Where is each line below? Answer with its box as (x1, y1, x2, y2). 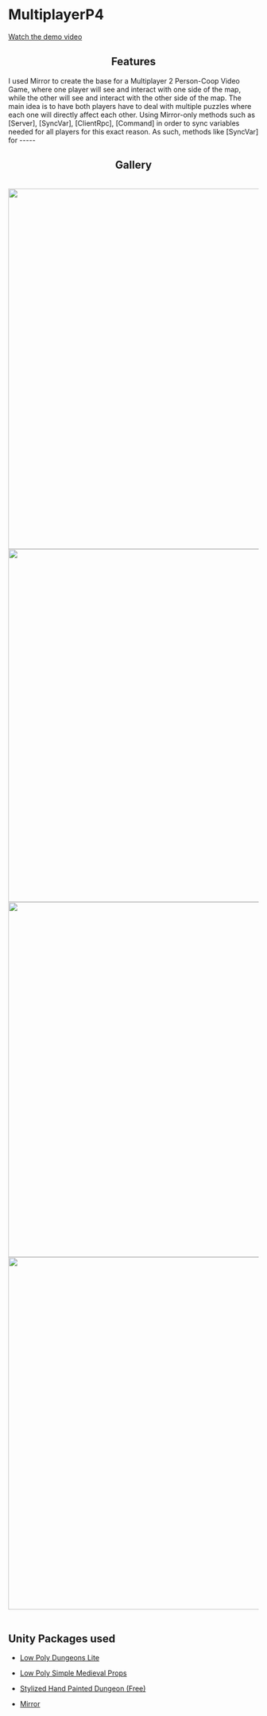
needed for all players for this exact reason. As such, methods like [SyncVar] (8, 126, 259, 136)
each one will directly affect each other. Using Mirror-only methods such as (8, 110, 256, 119)
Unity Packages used (8, 1632, 116, 1645)
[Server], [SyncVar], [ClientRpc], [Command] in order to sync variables (8, 118, 240, 128)
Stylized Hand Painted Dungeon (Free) (19, 1684, 146, 1694)
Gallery (114, 158, 153, 172)
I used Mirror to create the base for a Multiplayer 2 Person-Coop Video (8, 76, 240, 85)
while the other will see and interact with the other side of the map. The (8, 93, 242, 103)
